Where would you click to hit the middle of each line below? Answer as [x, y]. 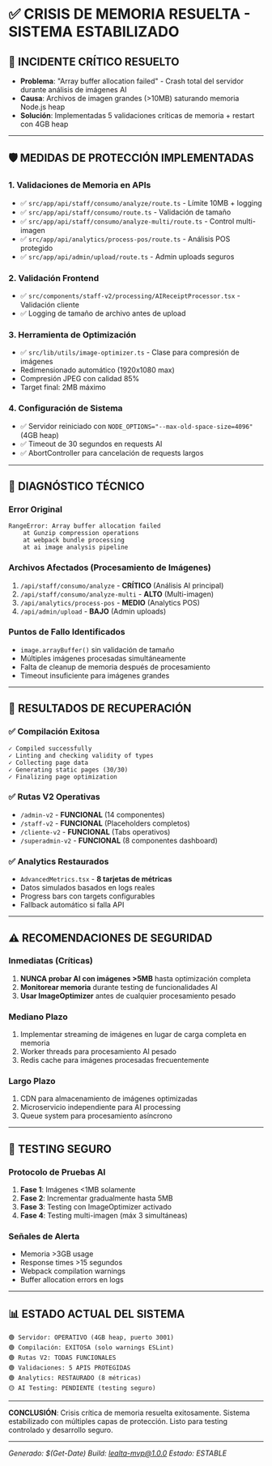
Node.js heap [42, 107]
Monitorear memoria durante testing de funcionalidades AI [119, 987]
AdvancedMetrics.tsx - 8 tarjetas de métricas [96, 879]
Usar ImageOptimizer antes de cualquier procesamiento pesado [128, 996]
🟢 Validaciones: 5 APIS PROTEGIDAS [70, 1368]
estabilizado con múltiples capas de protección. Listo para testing [118, 1421]
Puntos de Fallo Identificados [67, 632]
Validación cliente [49, 304]
